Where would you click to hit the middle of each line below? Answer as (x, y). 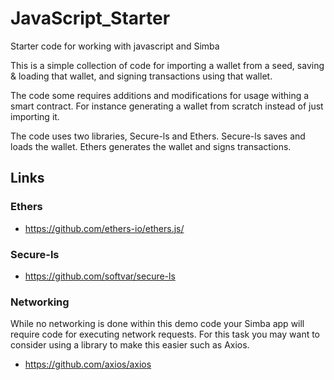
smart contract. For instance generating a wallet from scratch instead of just (167, 106)
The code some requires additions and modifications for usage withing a (160, 95)
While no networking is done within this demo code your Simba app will (157, 324)
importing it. (35, 116)
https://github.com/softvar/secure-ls (100, 276)
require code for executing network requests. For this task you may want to (165, 334)
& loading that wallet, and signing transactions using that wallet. (141, 76)
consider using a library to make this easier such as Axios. (130, 345)
